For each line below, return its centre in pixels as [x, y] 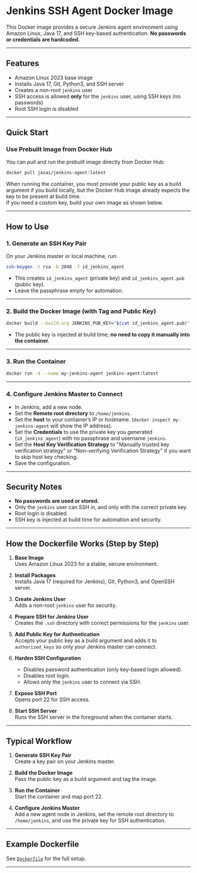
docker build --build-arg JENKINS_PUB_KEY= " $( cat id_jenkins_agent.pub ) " [98, 324]
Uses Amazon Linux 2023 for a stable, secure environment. [86, 564]
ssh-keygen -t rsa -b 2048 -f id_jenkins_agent [65, 267]
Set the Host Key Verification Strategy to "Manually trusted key [92, 444]
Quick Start [27, 133]
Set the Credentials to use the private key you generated [83, 432]
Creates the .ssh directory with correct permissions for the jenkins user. [102, 623]
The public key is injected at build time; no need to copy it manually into [102, 335]
